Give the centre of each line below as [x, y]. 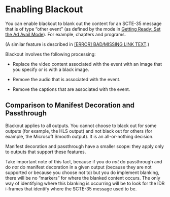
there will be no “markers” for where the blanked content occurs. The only [83, 178]
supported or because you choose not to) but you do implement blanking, [82, 173]
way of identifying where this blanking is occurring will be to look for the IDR [85, 183]
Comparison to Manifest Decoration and [70, 105]
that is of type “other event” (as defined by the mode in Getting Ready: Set [83, 29]
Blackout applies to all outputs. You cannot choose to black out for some [81, 126]
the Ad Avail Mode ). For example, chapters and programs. [65, 34]
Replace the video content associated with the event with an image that [87, 64]
